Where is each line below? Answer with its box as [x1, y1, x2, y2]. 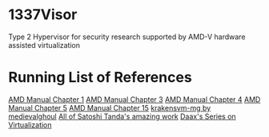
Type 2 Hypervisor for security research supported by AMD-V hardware [8, 32, 246, 41]
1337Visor [8, 6, 78, 24]
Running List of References [8, 68, 192, 87]
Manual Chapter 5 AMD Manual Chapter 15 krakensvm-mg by [8, 103, 211, 112]
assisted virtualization [8, 40, 81, 49]
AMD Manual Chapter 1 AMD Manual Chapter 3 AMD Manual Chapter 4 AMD [8, 94, 261, 104]
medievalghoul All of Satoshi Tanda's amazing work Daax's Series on [8, 112, 236, 121]
